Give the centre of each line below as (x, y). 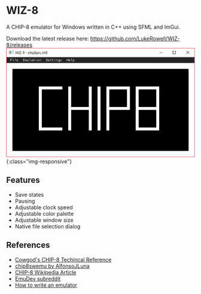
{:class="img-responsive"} (39, 161)
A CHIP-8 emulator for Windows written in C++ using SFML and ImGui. (93, 27)
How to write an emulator (46, 285)
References (28, 245)
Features (23, 180)
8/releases (19, 45)
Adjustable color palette (44, 213)
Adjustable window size (44, 220)
